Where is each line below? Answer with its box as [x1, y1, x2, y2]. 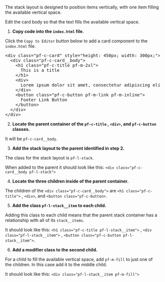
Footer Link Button [20, 97, 68, 102]
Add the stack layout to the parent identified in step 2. [12, 145, 125, 151]
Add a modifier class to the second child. [12, 247, 98, 252]
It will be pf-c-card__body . [5, 136, 58, 142]
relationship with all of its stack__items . [5, 218, 84, 223]
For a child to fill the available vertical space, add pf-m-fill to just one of [5, 256, 153, 262]
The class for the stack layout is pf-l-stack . [5, 155, 94, 160]
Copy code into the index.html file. [12, 29, 84, 34]
